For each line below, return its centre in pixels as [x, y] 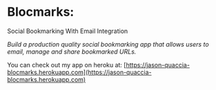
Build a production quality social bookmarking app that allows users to [108, 44]
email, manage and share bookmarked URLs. [72, 52]
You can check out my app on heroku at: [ [67, 65]
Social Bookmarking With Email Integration [68, 31]
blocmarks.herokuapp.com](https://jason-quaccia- [79, 72]
